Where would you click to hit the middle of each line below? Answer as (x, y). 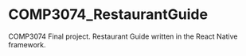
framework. (27, 44)
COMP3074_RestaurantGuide (108, 15)
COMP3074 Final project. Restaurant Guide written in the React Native (123, 36)
